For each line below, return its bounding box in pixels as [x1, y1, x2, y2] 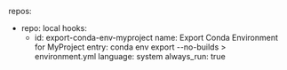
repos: [8, 6, 32, 16]
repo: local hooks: [20, 23, 88, 33]
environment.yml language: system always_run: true [34, 51, 226, 61]
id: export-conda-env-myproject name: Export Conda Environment [34, 33, 279, 43]
